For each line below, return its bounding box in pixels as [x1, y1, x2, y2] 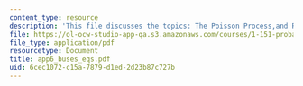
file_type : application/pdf [9, 38, 115, 47]
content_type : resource [9, 13, 99, 22]
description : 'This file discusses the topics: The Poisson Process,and [9, 21, 289, 30]
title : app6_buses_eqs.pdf [9, 55, 111, 64]
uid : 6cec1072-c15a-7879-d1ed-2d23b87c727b [9, 64, 176, 73]
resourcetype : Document [9, 47, 99, 56]
